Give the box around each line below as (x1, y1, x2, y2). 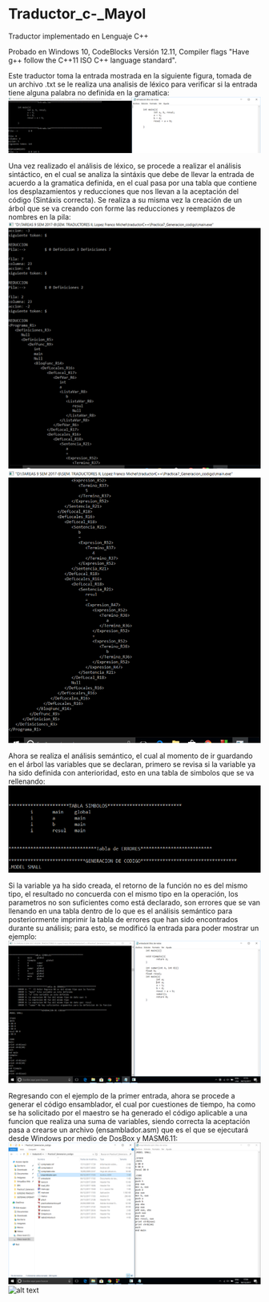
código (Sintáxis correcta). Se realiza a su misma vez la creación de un (8, 196, 243, 205)
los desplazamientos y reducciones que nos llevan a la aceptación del (8, 187, 239, 196)
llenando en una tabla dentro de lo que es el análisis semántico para (8, 906, 233, 916)
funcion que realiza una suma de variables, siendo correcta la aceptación (8, 1116, 251, 1126)
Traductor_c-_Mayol (8, 5, 147, 23)
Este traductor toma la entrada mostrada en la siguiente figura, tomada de (8, 71, 252, 80)
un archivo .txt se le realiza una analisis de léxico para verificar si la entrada (8, 79, 258, 89)
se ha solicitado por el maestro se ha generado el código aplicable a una (8, 1107, 248, 1118)
